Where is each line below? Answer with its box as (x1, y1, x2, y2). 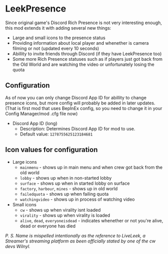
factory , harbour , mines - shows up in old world (20, 185, 118, 191)
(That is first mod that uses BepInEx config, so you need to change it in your (5, 105, 162, 111)
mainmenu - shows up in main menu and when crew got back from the (20, 164, 163, 170)
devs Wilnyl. (5, 243, 31, 249)
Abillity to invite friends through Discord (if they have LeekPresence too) (12, 51, 162, 57)
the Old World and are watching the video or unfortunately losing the (12, 61, 154, 67)
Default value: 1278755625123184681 (20, 131, 93, 137)
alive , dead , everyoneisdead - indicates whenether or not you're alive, (20, 217, 163, 223)
